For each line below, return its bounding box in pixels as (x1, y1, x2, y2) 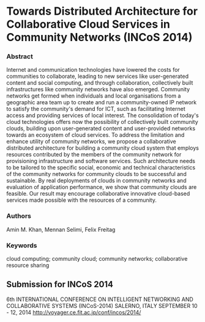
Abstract (6, 52, 34, 61)
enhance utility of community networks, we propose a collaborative (6, 138, 176, 145)
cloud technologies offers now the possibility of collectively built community (6, 118, 199, 126)
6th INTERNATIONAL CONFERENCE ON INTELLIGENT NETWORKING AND (6, 296, 194, 303)
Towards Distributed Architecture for (6, 4, 198, 18)
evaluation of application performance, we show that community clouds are (6, 183, 197, 191)
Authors (6, 212, 32, 220)
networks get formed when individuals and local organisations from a (6, 92, 181, 99)
